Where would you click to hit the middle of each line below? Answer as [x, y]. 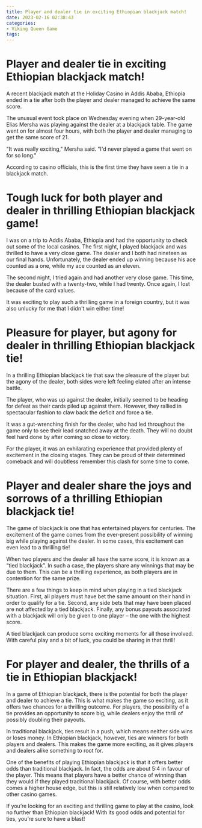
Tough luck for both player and [84, 198]
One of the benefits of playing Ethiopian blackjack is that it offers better [95, 762]
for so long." [22, 156]
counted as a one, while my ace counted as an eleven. [74, 266]
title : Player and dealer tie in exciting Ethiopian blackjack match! [96, 12]
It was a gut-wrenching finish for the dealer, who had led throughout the [96, 424]
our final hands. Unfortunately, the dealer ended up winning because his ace [101, 259]
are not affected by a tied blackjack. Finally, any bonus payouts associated [98, 609]
